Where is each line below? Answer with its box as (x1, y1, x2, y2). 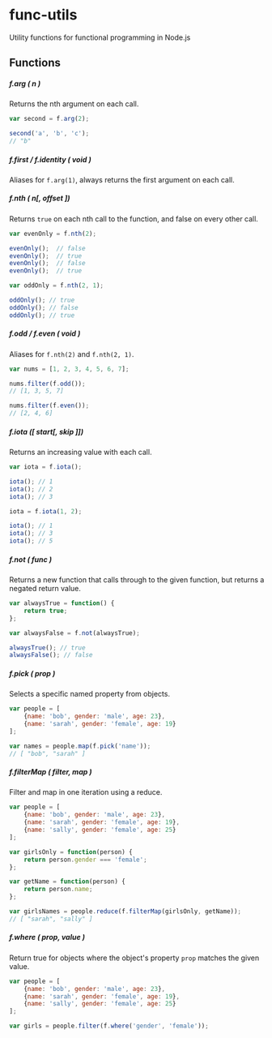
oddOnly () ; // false (9, 303, 79, 311)
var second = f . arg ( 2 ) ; (9, 115, 90, 123)
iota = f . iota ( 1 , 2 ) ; (9, 507, 83, 516)
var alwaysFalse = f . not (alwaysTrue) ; (9, 628, 140, 637)
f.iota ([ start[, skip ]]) (9, 427, 84, 436)
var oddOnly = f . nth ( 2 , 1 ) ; (9, 281, 104, 290)
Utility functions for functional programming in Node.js (9, 32, 191, 42)
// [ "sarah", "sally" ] (9, 915, 93, 923)
